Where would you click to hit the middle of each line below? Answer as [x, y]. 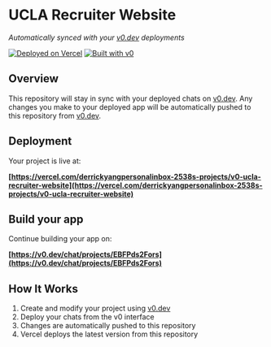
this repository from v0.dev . [55, 115]
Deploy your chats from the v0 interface [87, 317]
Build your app [46, 219]
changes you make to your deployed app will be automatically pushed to [130, 106]
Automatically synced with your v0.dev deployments [96, 37]
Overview [34, 79]
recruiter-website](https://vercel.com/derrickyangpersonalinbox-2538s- [135, 185]
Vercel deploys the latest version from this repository [109, 334]
